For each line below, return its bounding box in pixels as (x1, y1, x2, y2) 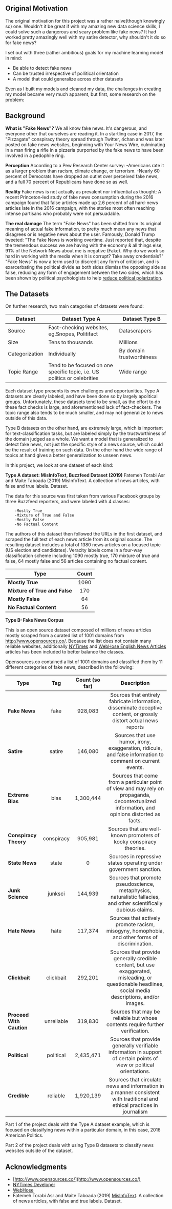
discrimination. (117, 940, 153, 947)
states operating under (107, 859, 163, 866)
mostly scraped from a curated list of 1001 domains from (5, 632, 124, 639)
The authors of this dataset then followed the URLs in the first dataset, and (5, 531, 163, 537)
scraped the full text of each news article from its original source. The (5, 536, 153, 543)
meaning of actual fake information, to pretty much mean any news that (5, 226, 156, 232)
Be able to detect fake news (12, 65, 72, 71)
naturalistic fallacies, (110, 894, 160, 901)
